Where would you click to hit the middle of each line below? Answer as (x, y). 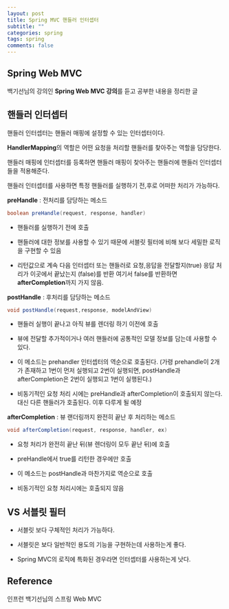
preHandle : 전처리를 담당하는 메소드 (57, 200)
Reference (30, 581)
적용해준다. (35, 170)
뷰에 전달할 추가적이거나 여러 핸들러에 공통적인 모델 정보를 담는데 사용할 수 (117, 339)
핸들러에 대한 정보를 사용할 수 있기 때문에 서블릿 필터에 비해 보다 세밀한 (112, 241)
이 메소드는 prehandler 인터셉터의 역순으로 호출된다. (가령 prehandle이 (113, 362)
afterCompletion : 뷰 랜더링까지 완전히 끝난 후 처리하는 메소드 (91, 417)
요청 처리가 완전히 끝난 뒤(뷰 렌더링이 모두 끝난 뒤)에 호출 (94, 444)
